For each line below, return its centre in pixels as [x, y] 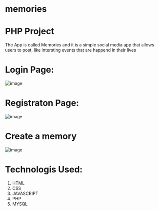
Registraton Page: [42, 103]
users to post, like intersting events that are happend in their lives [71, 50]
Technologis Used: [44, 170]
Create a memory [41, 137]
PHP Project [30, 32]
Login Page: [30, 70]
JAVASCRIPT [25, 193]
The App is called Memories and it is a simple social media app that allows [80, 45]
